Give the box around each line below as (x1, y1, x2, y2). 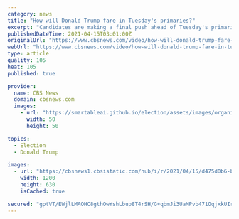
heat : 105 (7, 63, 37, 70)
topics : (7, 135, 31, 142)
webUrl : (7, 43, 31, 50)
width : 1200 (20, 175, 55, 182)
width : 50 (26, 116, 55, 123)
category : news (7, 10, 53, 18)
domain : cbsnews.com (14, 96, 75, 103)
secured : (7, 201, 33, 208)
